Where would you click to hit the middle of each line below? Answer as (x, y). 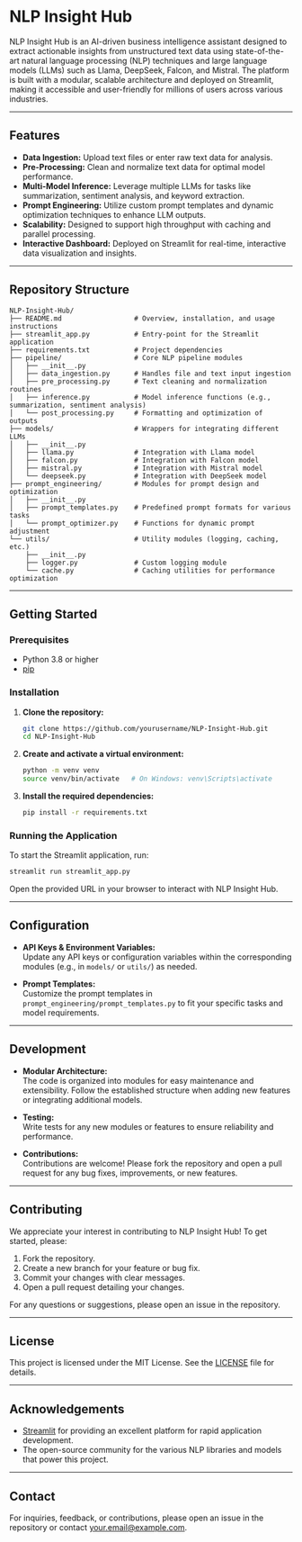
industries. (29, 99)
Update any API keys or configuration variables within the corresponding (157, 957)
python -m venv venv (61, 771)
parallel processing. (59, 234)
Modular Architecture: (65, 1071)
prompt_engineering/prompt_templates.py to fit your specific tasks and (152, 1003)
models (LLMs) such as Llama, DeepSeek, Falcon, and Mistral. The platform (149, 70)
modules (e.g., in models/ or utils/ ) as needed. (110, 966)
